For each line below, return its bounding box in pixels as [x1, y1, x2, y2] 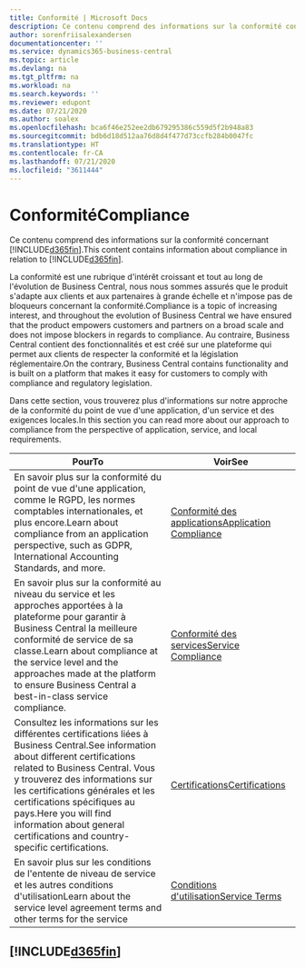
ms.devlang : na [9, 65, 67, 74]
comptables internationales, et [14, 505, 143, 518]
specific [14, 842, 48, 854]
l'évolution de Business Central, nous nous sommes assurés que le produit [9, 281, 289, 292]
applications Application [171, 516, 271, 529]
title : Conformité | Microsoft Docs [9, 13, 148, 23]
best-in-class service [14, 690, 109, 703]
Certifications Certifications [171, 779, 286, 792]
